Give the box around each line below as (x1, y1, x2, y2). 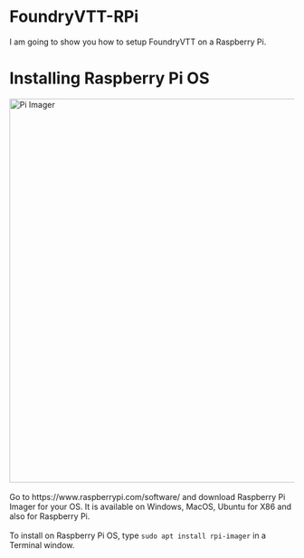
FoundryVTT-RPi (9, 6, 139, 27)
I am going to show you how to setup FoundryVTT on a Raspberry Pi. (9, 36, 267, 47)
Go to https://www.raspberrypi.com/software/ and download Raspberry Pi (9, 491, 286, 502)
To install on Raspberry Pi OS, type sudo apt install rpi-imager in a (9, 530, 267, 541)
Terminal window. (9, 539, 75, 550)
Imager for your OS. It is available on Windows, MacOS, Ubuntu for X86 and (9, 501, 292, 512)
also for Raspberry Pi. (9, 510, 90, 522)
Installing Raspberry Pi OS (9, 68, 210, 89)
